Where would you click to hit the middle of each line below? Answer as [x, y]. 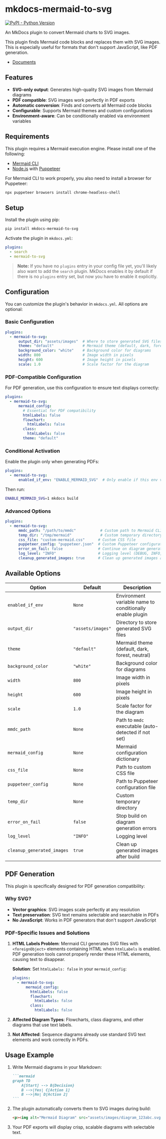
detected [126, 732]
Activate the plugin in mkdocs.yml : [39, 238]
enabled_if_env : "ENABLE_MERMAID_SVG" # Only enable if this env [88, 480]
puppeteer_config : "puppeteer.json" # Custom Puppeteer [78, 544]
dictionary [128, 759]
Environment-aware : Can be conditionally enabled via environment [81, 116]
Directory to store [136, 622]
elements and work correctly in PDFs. [50, 1040]
